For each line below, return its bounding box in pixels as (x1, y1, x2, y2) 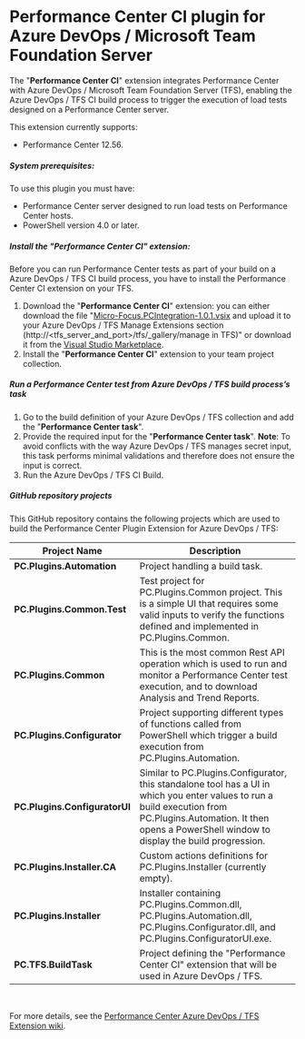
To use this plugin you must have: (9, 183, 135, 193)
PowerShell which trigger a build (139, 728, 278, 741)
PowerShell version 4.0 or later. (22, 220, 140, 231)
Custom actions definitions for (139, 849, 268, 862)
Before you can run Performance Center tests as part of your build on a (9, 263, 277, 274)
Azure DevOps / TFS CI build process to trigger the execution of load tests (9, 94, 288, 105)
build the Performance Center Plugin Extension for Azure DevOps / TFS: (9, 522, 279, 533)
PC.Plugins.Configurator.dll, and (139, 920, 276, 933)
